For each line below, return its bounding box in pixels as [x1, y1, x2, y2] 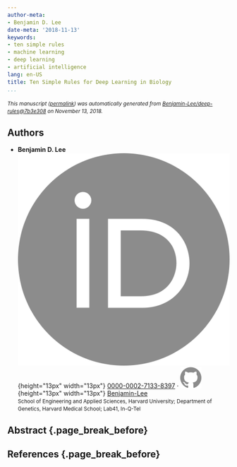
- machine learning [7, 49, 65, 56]
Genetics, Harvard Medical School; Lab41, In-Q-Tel [17, 405, 141, 413]
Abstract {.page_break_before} [7, 424, 148, 436]
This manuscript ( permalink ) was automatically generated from [7, 100, 162, 107]
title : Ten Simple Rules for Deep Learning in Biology [7, 78, 172, 85]
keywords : [7, 34, 37, 41]
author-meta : [7, 11, 46, 18]
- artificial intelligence [7, 64, 87, 71]
